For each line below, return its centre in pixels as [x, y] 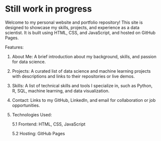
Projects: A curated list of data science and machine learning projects [81, 71]
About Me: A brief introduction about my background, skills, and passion [84, 56]
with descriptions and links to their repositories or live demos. [73, 76]
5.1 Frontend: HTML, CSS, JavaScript [49, 124]
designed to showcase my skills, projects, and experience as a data [72, 27]
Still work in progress [48, 9]
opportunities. [26, 105]
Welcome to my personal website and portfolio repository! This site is [74, 22]
